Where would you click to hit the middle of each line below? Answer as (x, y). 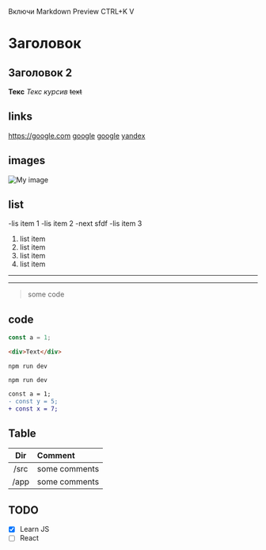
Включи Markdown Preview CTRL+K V (71, 11)
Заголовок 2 (40, 73)
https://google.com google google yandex (77, 136)
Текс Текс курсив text (45, 92)
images (27, 160)
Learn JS (34, 529)
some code (46, 294)
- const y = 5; (33, 401)
